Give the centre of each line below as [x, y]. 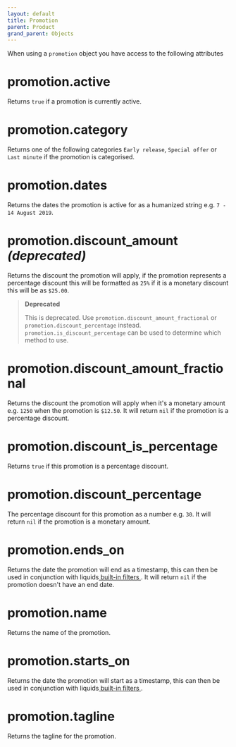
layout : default [31, 14]
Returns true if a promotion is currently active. [75, 101]
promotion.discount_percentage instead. [83, 325]
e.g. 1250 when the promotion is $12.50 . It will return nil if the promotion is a [118, 410]
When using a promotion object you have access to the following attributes [116, 54]
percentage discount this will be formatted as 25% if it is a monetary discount [118, 283]
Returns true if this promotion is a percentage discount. [88, 466]
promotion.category [68, 130]
